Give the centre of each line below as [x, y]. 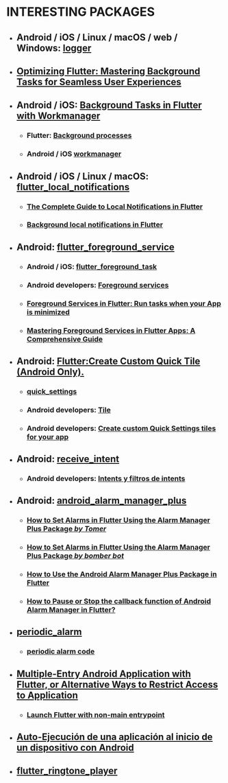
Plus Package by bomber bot [75, 556]
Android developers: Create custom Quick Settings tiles [121, 428]
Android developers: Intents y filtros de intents [106, 478]
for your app [48, 436]
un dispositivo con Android [75, 748]
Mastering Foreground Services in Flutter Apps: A [111, 330]
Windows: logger [54, 48]
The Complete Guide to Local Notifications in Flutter [115, 207]
